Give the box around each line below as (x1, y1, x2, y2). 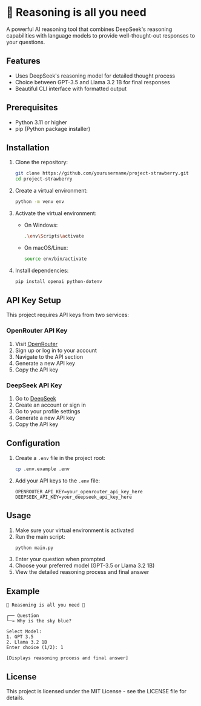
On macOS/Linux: (24, 244, 68, 251)
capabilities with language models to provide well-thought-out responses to (6, 32, 196, 39)
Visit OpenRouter (15, 340, 58, 347)
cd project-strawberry (15, 176, 73, 182)
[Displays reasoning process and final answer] (6, 655, 129, 661)
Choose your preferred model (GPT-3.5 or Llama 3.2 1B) (15, 562, 155, 569)
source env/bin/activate (24, 256, 87, 262)
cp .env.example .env (15, 466, 70, 472)
